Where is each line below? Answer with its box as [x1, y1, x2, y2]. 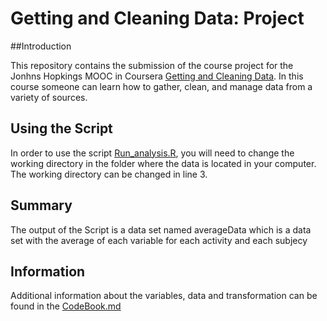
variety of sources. [10, 91, 88, 103]
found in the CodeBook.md [10, 300, 122, 312]
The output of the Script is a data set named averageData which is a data [10, 223, 312, 236]
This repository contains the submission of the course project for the [10, 59, 294, 71]
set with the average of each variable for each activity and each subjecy [10, 234, 308, 246]
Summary [10, 197, 73, 214]
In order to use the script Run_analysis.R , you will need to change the [10, 147, 295, 159]
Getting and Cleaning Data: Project [10, 7, 305, 30]
